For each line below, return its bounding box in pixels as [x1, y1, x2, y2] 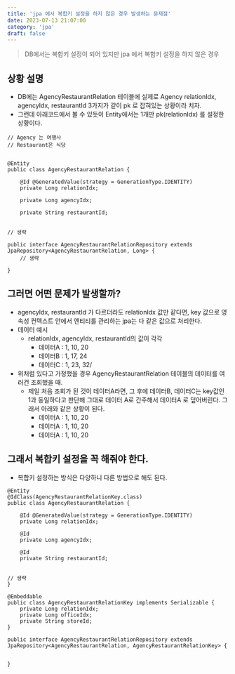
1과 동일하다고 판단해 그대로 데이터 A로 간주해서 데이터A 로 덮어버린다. [27, 395, 221, 404]
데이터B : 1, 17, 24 [38, 352, 88, 360]
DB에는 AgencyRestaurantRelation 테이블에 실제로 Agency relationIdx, [17, 93, 217, 101]
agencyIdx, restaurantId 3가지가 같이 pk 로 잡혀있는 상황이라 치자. [17, 101, 202, 110]
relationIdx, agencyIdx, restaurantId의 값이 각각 [27, 334, 163, 343]
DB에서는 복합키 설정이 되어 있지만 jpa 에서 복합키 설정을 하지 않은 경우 [24, 50, 220, 58]
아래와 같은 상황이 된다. [41, 404, 105, 413]
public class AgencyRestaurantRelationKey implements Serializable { [7, 599, 215, 606]
